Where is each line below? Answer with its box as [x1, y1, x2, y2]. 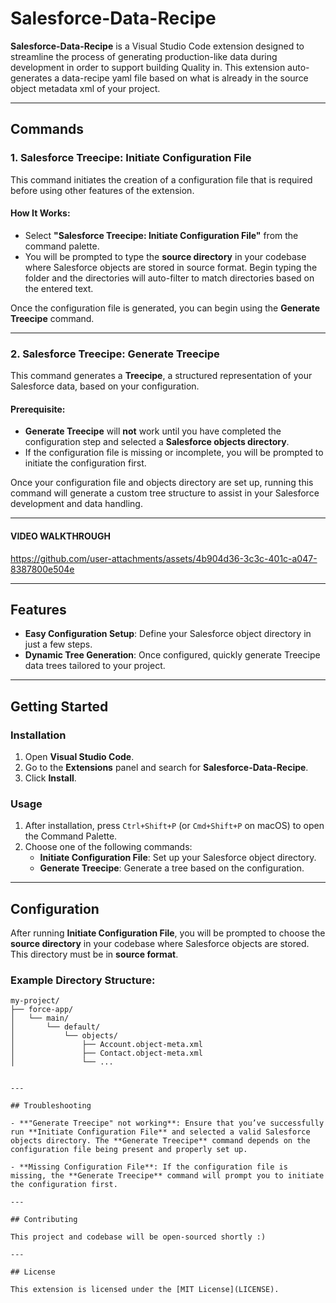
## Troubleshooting [10, 1101, 92, 1111]
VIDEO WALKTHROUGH [10, 530, 112, 542]
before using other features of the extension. [10, 184, 195, 196]
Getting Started [10, 698, 109, 715]
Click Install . [24, 772, 77, 784]
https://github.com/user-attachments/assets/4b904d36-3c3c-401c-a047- [10, 552, 318, 564]
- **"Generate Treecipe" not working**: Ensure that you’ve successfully [10, 1118, 325, 1129]
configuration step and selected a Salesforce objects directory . [24, 436, 290, 448]
